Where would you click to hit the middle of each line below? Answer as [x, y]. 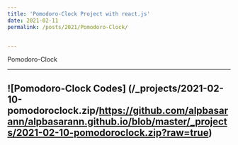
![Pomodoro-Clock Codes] [67, 88]
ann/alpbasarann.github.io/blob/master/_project [118, 121]
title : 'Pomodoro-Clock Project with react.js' [79, 14]
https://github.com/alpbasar [164, 110]
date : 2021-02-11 [33, 21]
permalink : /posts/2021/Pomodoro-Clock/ [68, 27]
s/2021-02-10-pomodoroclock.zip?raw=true [108, 133]
